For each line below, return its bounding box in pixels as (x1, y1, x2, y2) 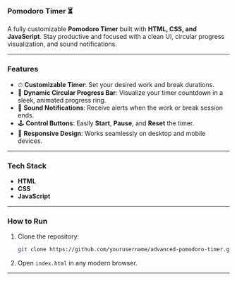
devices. (17, 137, 43, 145)
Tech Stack (7, 161, 47, 171)
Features (7, 64, 39, 74)
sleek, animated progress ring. (17, 96, 107, 104)
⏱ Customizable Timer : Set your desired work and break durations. (17, 80, 215, 88)
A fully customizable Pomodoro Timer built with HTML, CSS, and (7, 25, 197, 33)
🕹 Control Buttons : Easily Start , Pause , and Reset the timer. (17, 119, 195, 127)
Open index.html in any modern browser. (17, 259, 138, 268)
